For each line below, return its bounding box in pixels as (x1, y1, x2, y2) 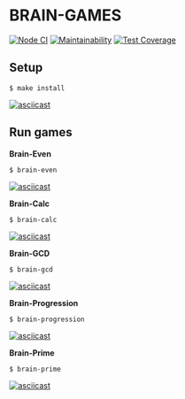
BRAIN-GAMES (9, 5, 122, 26)
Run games (9, 125, 73, 140)
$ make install (9, 83, 66, 93)
